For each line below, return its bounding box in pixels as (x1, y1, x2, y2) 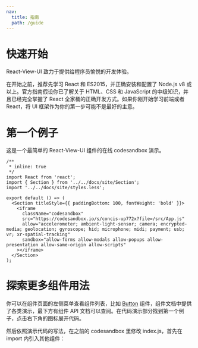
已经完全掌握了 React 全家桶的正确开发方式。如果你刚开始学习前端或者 (11, 96, 185, 103)
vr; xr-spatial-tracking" (6, 231, 70, 238)
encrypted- (160, 221, 187, 227)
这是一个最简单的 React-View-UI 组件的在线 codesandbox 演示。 (6, 147, 165, 154)
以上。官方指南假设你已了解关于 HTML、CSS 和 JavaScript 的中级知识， (6, 88, 184, 95)
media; (6, 227, 23, 233)
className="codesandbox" (21, 211, 84, 217)
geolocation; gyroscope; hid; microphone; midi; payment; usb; (24, 227, 185, 233)
